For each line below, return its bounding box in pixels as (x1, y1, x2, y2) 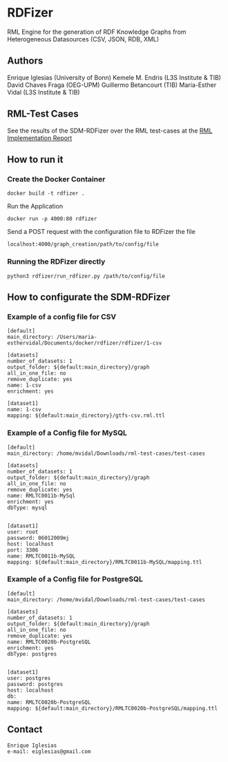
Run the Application (7, 202, 64, 211)
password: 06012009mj (7, 534, 70, 541)
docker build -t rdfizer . (7, 190, 85, 197)
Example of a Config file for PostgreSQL (7, 574, 143, 584)
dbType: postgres (7, 650, 57, 657)
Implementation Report (7, 133, 73, 142)
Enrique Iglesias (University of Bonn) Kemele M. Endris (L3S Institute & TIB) (7, 73, 221, 81)
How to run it (7, 153, 64, 165)
